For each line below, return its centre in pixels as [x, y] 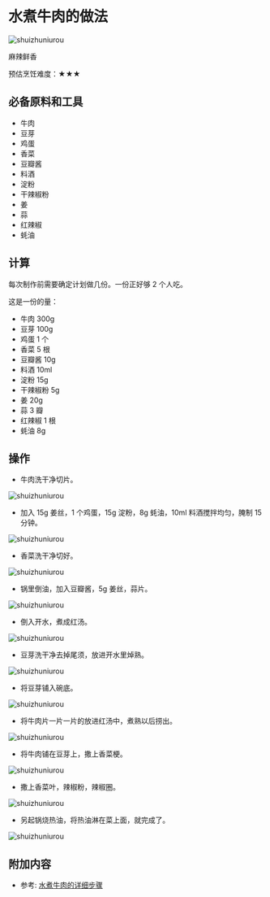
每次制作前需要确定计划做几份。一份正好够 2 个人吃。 [98, 284]
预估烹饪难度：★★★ [45, 73]
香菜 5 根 [35, 349]
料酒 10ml [36, 369]
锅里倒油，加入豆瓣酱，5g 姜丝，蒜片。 [86, 589]
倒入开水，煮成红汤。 [56, 622]
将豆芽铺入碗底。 [49, 688]
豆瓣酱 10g [38, 359]
